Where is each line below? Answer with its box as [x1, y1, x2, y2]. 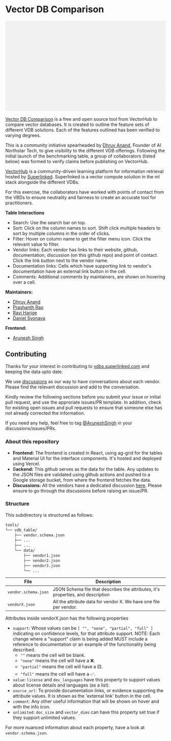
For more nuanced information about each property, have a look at [5, 725, 145, 731]
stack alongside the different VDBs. [5, 179, 80, 186]
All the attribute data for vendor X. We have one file [52, 598, 160, 604]
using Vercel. [12, 460, 41, 467]
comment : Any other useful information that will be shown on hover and [12, 698, 159, 704]
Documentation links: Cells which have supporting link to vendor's [12, 263, 152, 269]
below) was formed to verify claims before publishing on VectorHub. [5, 158, 149, 165]
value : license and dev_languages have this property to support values [12, 677, 160, 683]
